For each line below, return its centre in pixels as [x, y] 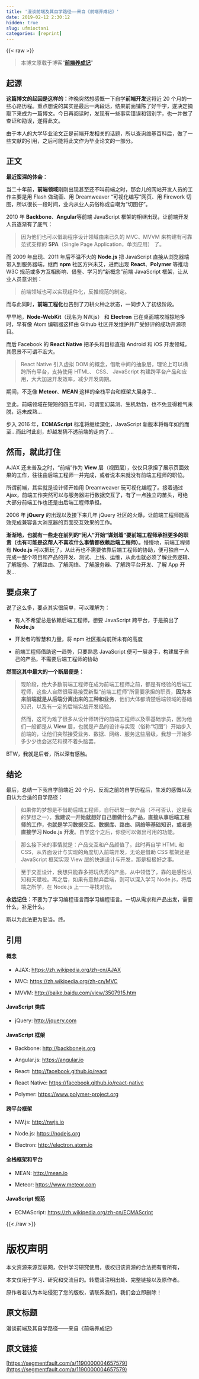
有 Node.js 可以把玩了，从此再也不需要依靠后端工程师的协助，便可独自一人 [98, 549]
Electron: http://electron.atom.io [54, 1145]
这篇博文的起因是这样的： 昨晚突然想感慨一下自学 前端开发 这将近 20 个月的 [97, 98]
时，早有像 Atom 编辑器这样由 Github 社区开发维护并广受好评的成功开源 [94, 324]
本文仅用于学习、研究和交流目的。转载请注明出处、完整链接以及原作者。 [94, 1279]
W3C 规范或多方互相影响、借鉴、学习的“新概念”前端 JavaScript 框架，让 [95, 271]
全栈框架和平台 [24, 1159]
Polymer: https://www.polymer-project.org [67, 1095]
